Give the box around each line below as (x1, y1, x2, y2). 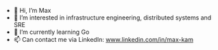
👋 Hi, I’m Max (13, 7, 51, 14)
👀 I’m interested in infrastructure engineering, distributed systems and (13, 14, 212, 22)
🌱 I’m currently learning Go (13, 28, 90, 36)
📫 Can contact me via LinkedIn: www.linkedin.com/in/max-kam (13, 36, 194, 43)
